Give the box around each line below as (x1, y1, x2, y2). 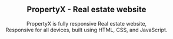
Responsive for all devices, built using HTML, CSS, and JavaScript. (5, 26, 168, 33)
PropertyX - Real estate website (26, 5, 147, 15)
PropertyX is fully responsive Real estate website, (26, 20, 147, 27)
